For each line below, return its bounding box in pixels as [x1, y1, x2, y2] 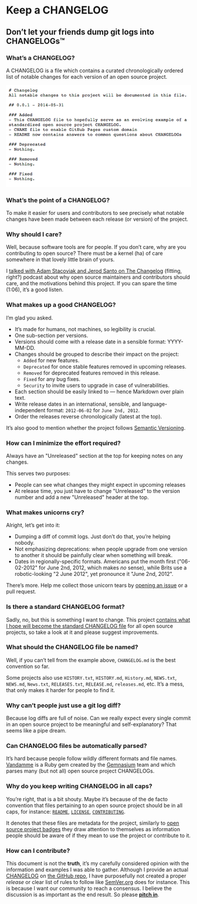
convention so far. [6, 663, 50, 670]
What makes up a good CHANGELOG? [6, 301, 116, 309]
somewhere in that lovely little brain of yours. [6, 256, 115, 263]
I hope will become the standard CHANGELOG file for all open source [6, 622, 174, 629]
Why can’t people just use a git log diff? [6, 701, 121, 709]
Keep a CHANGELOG [6, 4, 109, 17]
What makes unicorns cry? [6, 508, 84, 517]
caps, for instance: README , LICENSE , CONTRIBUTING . [6, 808, 126, 815]
